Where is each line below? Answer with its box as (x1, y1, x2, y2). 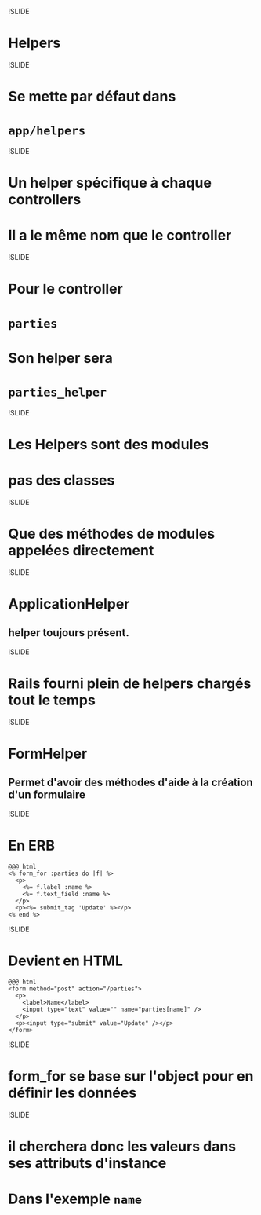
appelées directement (8, 542, 154, 559)
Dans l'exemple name (8, 1190, 143, 1208)
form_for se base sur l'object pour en (8, 1067, 254, 1085)
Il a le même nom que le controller (8, 227, 232, 244)
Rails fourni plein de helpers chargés (8, 675, 252, 692)
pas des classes (8, 471, 115, 489)
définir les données (8, 1084, 137, 1102)
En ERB (8, 836, 55, 855)
